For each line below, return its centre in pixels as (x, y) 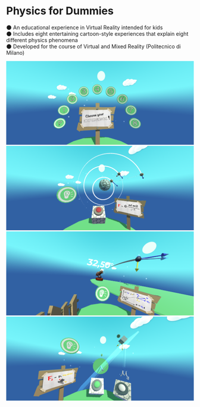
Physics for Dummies (60, 11)
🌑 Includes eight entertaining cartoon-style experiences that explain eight (97, 33)
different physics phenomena (42, 40)
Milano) (15, 52)
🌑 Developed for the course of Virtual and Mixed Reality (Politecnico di (93, 46)
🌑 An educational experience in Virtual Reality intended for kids (85, 27)
